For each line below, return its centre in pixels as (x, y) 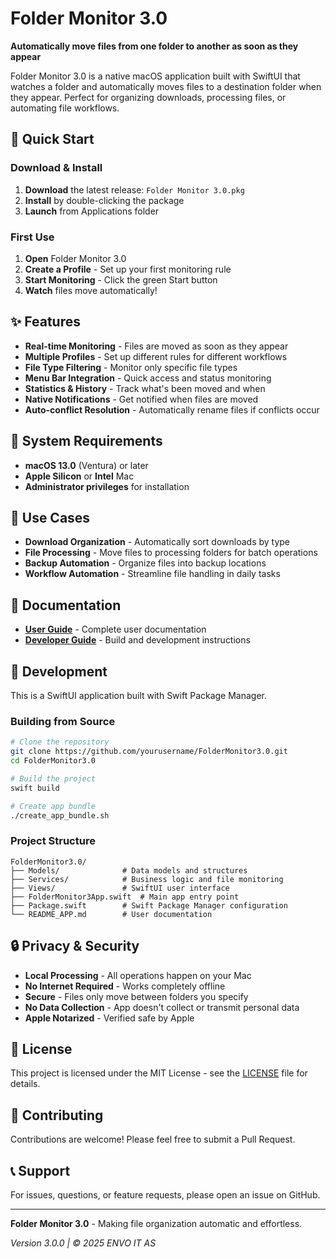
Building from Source (63, 721)
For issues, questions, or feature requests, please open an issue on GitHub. (165, 1194)
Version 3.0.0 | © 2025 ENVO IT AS (83, 1243)
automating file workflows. (65, 108)
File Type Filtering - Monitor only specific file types (131, 367)
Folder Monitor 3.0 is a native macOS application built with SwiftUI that (155, 76)
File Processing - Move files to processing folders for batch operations (171, 553)
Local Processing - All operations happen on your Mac (138, 975)
